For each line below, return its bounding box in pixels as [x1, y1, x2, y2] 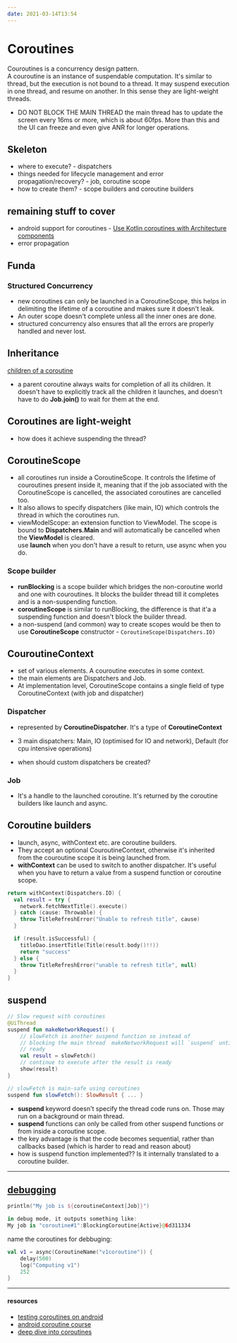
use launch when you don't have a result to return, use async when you [17, 541, 227, 550]
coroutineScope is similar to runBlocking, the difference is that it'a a [17, 605, 217, 613]
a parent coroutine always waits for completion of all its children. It [17, 380, 212, 388]
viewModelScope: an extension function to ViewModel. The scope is [17, 518, 217, 527]
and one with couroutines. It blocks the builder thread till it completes [17, 590, 219, 598]
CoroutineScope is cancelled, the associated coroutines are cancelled [17, 489, 221, 497]
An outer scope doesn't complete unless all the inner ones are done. [17, 312, 217, 320]
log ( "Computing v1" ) [20, 1262, 80, 1269]
